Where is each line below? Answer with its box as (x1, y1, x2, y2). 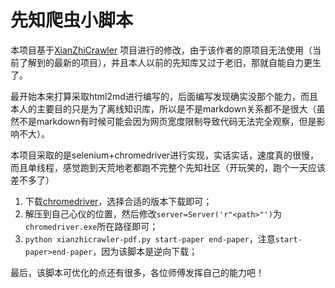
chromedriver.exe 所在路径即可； (24, 220, 159, 232)
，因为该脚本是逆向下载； (92, 245, 198, 257)
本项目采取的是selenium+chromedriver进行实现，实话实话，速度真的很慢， (10, 149, 320, 161)
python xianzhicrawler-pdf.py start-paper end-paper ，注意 (24, 232, 276, 245)
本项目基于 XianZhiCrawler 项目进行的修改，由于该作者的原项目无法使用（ (10, 44, 313, 56)
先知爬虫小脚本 (10, 9, 134, 32)
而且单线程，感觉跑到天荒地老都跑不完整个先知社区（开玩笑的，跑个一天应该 (10, 161, 326, 173)
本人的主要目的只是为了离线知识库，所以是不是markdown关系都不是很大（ (10, 102, 317, 115)
